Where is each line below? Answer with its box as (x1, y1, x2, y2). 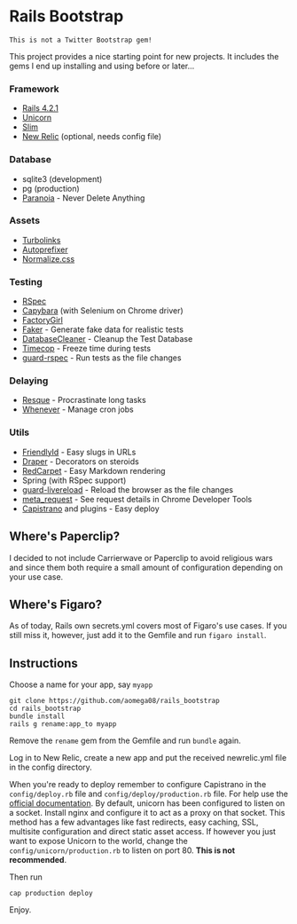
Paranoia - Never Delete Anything (21, 193, 145, 203)
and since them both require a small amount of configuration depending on (9, 562, 284, 573)
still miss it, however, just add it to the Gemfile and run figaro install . (9, 630, 267, 641)
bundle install (9, 712, 66, 721)
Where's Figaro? (9, 596, 103, 612)
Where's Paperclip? (9, 529, 121, 544)
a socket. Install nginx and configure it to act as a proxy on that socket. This (9, 808, 285, 818)
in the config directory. (9, 762, 93, 773)
